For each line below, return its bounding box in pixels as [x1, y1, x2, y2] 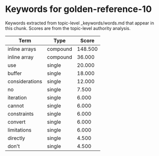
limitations [7, 126, 32, 133]
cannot [7, 102, 24, 109]
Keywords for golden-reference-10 [5, 3, 152, 15]
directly [7, 135, 26, 142]
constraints [7, 110, 34, 117]
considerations [7, 78, 43, 85]
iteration [7, 94, 27, 101]
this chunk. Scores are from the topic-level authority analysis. [5, 25, 131, 31]
